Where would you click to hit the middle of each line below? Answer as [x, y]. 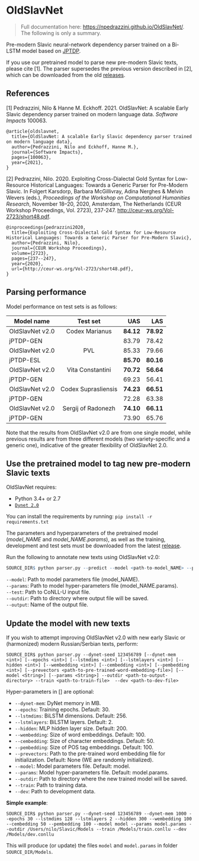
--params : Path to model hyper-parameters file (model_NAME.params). [92, 586]
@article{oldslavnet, [33, 131]
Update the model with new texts [68, 623]
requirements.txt [28, 522]
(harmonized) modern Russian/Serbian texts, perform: [72, 644]
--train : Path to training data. [51, 785]
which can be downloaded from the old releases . [66, 75]
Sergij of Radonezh [89, 408]
